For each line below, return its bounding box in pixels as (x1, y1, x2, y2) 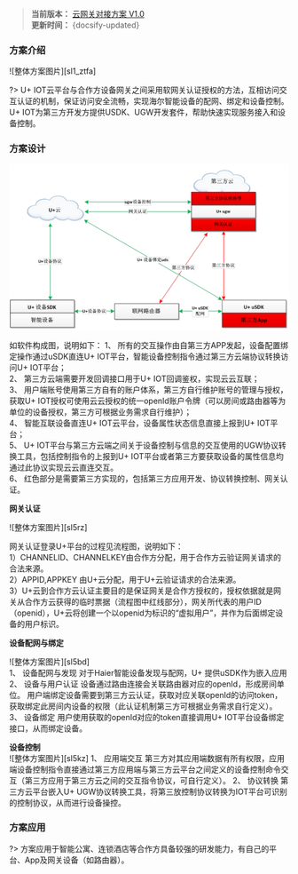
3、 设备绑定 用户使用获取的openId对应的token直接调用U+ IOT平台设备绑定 (9, 711, 285, 722)
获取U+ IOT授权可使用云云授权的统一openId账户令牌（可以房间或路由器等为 (9, 395, 286, 406)
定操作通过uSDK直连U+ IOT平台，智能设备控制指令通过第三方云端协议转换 (9, 351, 281, 362)
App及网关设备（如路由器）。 (24, 854, 129, 865)
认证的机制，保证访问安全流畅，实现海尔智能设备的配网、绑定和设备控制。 (16, 96, 289, 107)
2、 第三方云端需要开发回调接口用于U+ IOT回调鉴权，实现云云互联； (9, 373, 260, 384)
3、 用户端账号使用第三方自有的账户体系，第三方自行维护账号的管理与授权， (9, 384, 288, 394)
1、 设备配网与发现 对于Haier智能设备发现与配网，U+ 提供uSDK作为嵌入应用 (9, 667, 288, 678)
